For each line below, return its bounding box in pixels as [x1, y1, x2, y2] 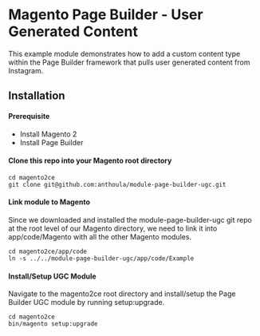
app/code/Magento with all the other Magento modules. [8, 231, 192, 241]
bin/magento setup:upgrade [8, 320, 98, 328]
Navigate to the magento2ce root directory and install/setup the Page [8, 289, 236, 298]
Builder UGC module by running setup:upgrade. [8, 298, 165, 307]
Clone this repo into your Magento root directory [8, 156, 172, 165]
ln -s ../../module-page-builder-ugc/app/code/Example [8, 254, 195, 263]
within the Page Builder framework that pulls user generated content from [8, 57, 250, 67]
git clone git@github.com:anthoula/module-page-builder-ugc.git [8, 180, 227, 188]
